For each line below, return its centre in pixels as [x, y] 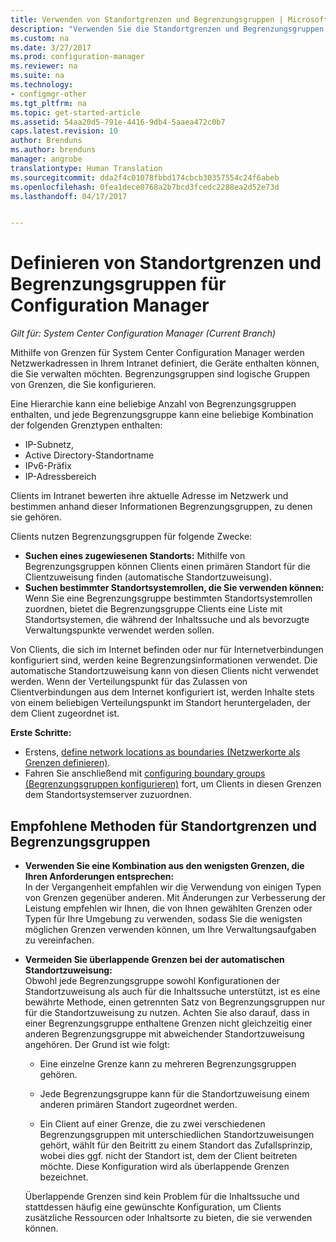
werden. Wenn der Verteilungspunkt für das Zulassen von [129, 682]
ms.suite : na [37, 76]
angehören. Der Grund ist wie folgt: [97, 1044]
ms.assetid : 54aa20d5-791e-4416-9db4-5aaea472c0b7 [118, 122]
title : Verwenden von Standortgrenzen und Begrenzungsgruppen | [147, 19]
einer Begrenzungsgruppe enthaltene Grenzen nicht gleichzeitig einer [168, 1023]
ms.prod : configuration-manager [77, 57]
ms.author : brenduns [53, 150]
